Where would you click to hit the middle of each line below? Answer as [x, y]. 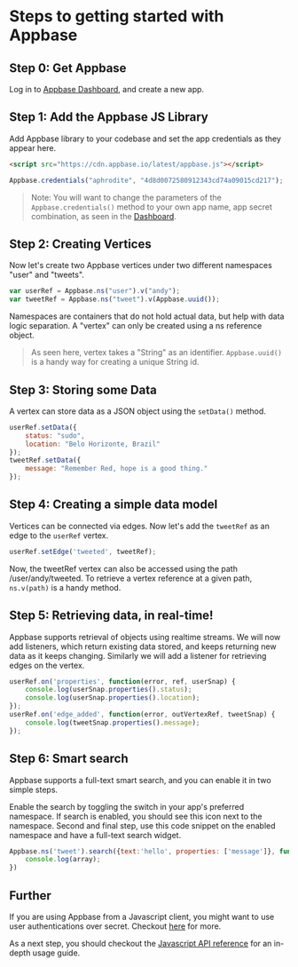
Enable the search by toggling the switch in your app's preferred [127, 806]
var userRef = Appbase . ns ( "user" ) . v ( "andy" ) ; [94, 291]
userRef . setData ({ [43, 427]
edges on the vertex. [47, 665]
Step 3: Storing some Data [83, 389]
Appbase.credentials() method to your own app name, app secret [152, 207]
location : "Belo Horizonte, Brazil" [93, 444]
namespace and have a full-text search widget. [95, 835]
